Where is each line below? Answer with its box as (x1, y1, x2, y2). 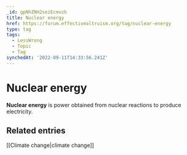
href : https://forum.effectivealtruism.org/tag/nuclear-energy (6, 20, 172, 26)
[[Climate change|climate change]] (6, 142, 94, 149)
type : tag (6, 26, 32, 32)
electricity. (6, 108, 33, 115)
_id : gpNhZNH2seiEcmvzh (6, 9, 67, 15)
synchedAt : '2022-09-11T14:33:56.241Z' (6, 55, 109, 61)
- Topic (12, 43, 32, 50)
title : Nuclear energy (6, 15, 64, 21)
